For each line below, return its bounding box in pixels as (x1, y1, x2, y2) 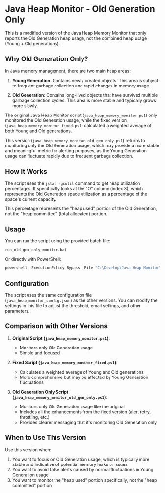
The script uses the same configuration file (5, 292, 92, 298)
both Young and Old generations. (5, 128, 72, 134)
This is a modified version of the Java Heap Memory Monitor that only (5, 30, 147, 36)
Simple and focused (19, 350, 60, 356)
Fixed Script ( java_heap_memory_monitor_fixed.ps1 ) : (12, 359, 118, 365)
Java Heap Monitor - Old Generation (5, 3, 156, 15)
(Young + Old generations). (5, 40, 60, 46)
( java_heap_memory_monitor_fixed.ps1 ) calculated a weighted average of (5, 122, 152, 128)
